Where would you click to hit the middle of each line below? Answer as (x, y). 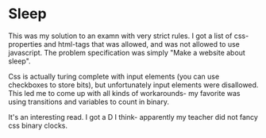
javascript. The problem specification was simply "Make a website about (127, 52)
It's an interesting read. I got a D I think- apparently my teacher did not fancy (133, 117)
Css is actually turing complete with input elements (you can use (114, 76)
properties (25, 44)
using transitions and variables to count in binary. (89, 102)
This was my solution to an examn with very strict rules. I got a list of (120, 36)
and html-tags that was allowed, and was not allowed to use (142, 44)
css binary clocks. (38, 125)
